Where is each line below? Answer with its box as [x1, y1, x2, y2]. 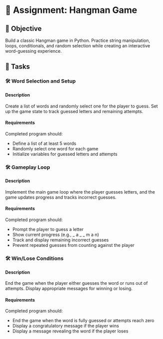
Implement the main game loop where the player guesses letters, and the [5, 189, 156, 195]
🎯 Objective [5, 24, 42, 33]
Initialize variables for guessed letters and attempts [12, 151, 118, 157]
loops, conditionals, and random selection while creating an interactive [5, 43, 151, 49]
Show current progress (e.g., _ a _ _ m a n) [12, 231, 99, 238]
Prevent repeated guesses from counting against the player [12, 242, 135, 248]
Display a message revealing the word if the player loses [12, 328, 129, 334]
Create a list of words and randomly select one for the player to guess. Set [5, 103, 158, 109]
